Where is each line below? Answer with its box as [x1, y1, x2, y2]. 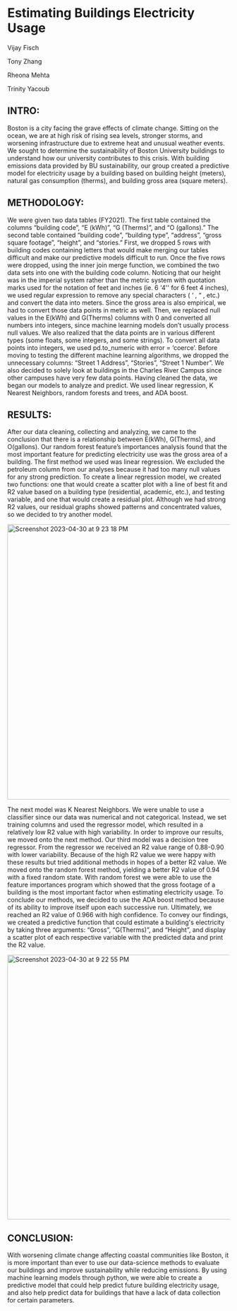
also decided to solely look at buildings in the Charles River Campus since [7, 366, 222, 374]
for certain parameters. [7, 1296, 75, 1305]
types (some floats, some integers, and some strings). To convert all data [7, 336, 220, 344]
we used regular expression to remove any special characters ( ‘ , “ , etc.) [7, 291, 220, 299]
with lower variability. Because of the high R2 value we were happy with [7, 851, 217, 859]
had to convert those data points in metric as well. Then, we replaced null [7, 305, 221, 314]
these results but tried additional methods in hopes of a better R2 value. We [7, 858, 227, 867]
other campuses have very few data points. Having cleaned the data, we [7, 373, 218, 382]
